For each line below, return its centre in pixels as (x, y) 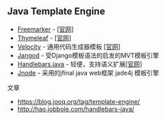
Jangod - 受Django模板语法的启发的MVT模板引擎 (88, 55)
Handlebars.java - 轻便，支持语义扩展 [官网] (80, 64)
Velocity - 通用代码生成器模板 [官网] (69, 46)
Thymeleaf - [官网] (44, 38)
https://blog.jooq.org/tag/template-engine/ (78, 101)
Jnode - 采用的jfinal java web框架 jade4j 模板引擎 (88, 73)
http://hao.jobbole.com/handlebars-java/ (76, 109)
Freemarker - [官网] (45, 29)
